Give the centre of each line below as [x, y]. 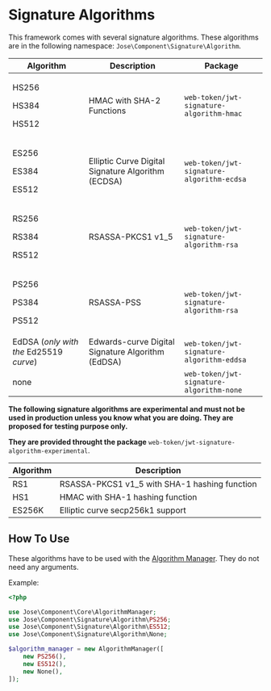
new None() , [43, 672]
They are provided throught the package [77, 442]
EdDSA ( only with [46, 341]
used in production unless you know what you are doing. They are [121, 417]
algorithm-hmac [213, 113]
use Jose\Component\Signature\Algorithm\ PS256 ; [90, 619]
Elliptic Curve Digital [127, 161]
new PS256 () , [45, 656]
